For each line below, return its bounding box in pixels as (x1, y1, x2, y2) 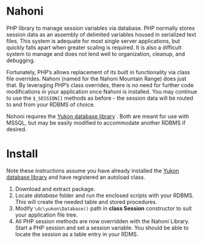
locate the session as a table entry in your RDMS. (15, 230, 139, 238)
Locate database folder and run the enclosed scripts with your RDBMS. (15, 192, 194, 199)
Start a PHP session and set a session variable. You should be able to (15, 224, 189, 231)
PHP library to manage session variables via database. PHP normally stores (6, 24, 195, 32)
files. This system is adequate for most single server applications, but (6, 37, 181, 44)
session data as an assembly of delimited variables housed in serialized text (6, 30, 196, 38)
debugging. (6, 57, 35, 64)
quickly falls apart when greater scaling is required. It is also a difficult (6, 44, 182, 51)
